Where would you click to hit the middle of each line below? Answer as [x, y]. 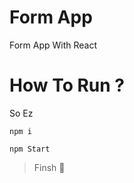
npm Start [30, 149]
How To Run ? [67, 85]
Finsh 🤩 [49, 167]
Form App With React [53, 45]
